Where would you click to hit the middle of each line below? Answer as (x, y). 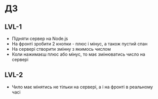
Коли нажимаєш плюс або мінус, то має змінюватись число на (79, 54)
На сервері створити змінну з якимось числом (61, 49)
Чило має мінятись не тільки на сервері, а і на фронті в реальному (82, 87)
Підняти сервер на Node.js (40, 38)
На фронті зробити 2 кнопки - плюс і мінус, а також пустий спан (79, 44)
